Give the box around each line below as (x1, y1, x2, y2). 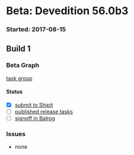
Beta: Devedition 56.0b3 (6, 4, 129, 18)
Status (6, 88, 23, 95)
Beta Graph (6, 61, 40, 69)
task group (6, 75, 33, 82)
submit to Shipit (14, 102, 53, 108)
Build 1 (6, 43, 31, 54)
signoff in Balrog (14, 115, 55, 122)
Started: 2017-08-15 (6, 25, 66, 34)
